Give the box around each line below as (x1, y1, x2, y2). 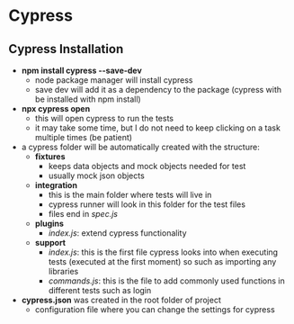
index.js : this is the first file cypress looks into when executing (48, 247, 279, 257)
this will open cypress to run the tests (34, 113, 174, 123)
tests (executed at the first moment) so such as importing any (48, 256, 277, 266)
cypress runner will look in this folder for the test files (48, 199, 246, 210)
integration (34, 180, 78, 190)
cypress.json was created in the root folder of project (21, 294, 221, 305)
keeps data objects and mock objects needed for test (48, 161, 246, 171)
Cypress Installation (8, 41, 124, 57)
